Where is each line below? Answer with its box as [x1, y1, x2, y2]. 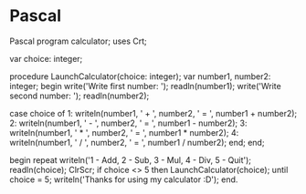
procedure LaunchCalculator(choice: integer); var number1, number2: [9, 70, 271, 82]
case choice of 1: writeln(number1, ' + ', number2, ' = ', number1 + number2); [9, 107, 298, 118]
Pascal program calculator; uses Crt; [9, 36, 148, 46]
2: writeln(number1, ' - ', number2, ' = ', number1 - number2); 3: [9, 117, 248, 128]
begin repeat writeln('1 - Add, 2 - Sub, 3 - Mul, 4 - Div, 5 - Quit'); [9, 154, 252, 165]
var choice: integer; [9, 53, 83, 64]
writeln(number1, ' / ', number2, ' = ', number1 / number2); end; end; [9, 137, 265, 148]
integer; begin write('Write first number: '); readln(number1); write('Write [9, 80, 281, 91]
